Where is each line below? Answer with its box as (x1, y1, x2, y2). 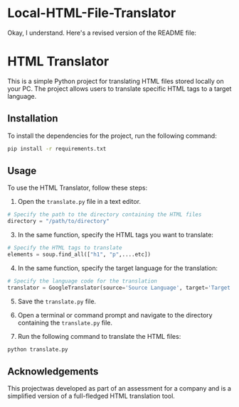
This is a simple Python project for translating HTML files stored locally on (7, 77, 224, 85)
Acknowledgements (7, 365, 99, 377)
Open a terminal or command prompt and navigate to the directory (17, 310, 213, 319)
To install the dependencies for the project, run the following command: (7, 131, 217, 140)
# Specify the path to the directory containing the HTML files (7, 211, 202, 218)
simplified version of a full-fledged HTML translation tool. (7, 392, 176, 401)
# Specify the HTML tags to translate (7, 244, 122, 251)
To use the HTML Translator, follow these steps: (7, 183, 148, 192)
